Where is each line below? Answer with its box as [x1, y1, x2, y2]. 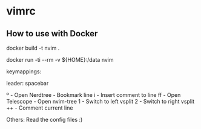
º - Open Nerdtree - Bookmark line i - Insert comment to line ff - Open [6, 91, 181, 98]
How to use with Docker [6, 28, 98, 39]
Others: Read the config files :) [6, 116, 83, 123]
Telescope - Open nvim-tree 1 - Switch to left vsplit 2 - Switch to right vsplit [6, 98, 195, 105]
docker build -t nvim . [6, 44, 60, 51]
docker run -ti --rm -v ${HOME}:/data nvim [6, 56, 114, 63]
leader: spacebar [6, 80, 49, 87]
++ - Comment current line [6, 104, 73, 111]
